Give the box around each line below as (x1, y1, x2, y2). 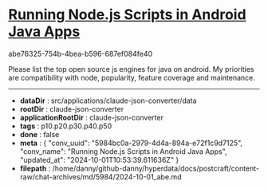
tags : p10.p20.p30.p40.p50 (19, 121, 112, 131)
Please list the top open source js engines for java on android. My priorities (8, 64, 254, 73)
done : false (19, 129, 60, 139)
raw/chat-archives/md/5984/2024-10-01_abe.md (19, 171, 182, 181)
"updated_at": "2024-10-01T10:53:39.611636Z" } (19, 155, 179, 164)
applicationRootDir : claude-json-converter (19, 112, 164, 122)
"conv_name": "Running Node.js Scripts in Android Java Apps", (19, 146, 227, 156)
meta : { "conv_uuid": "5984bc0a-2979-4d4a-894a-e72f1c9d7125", (19, 138, 243, 148)
